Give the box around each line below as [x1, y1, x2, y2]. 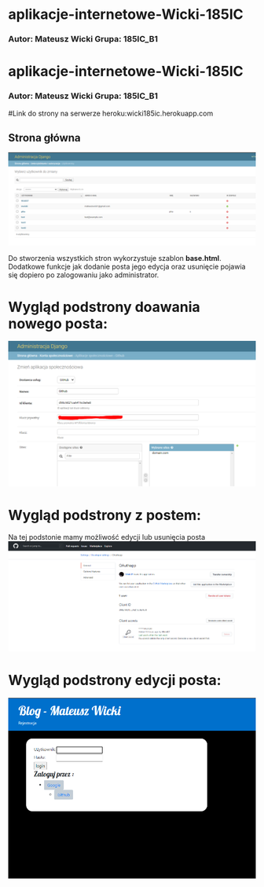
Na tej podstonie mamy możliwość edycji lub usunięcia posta [8, 533, 206, 542]
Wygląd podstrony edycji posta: [8, 672, 222, 689]
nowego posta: [8, 314, 108, 332]
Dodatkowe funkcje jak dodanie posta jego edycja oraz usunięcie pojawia [8, 262, 246, 272]
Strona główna [8, 131, 81, 145]
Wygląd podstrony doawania [8, 298, 200, 316]
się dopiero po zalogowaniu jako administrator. [8, 270, 159, 280]
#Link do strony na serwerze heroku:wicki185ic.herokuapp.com [8, 108, 214, 118]
